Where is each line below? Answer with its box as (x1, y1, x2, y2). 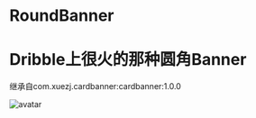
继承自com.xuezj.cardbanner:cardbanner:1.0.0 (9, 81, 182, 92)
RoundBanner (9, 5, 114, 26)
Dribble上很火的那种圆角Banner (9, 50, 247, 70)
